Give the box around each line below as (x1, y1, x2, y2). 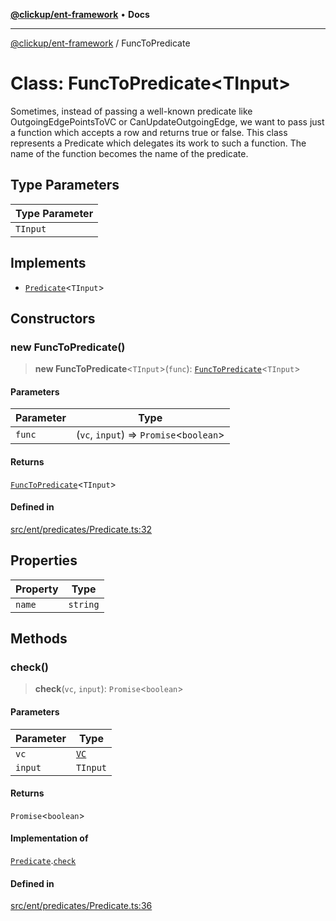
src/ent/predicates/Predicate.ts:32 (10, 523, 153, 535)
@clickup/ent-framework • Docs (10, 9, 150, 20)
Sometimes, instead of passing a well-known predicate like (10, 105, 253, 117)
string (68, 599, 100, 610)
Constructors (10, 310, 96, 327)
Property (15, 582, 59, 596)
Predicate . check (10, 854, 77, 866)
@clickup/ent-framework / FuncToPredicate (10, 37, 191, 49)
